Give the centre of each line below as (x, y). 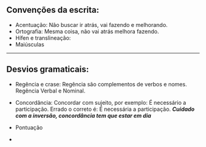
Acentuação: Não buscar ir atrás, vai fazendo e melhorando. (91, 24)
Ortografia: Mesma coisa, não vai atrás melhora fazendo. (87, 31)
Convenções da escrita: (53, 10)
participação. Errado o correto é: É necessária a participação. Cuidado (105, 109)
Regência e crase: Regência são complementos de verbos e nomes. (101, 84)
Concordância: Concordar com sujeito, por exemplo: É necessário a (101, 102)
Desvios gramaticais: (48, 70)
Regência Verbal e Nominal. (50, 91)
